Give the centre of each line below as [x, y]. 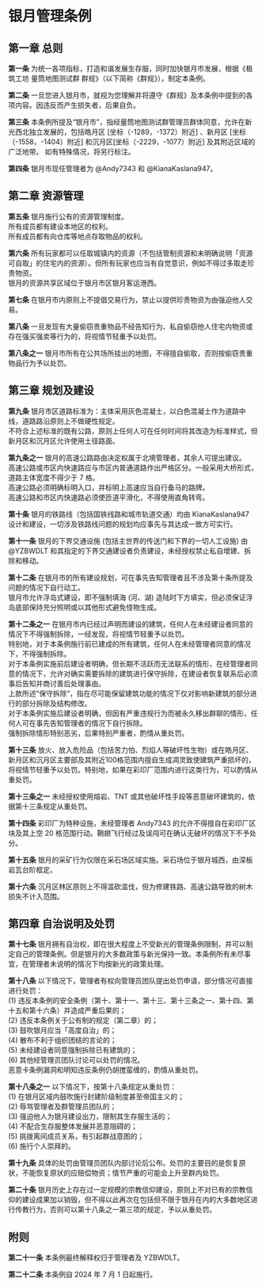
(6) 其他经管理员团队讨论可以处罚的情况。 [76, 1060]
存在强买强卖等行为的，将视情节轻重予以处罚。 [84, 336]
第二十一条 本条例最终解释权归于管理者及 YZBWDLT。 [96, 1257]
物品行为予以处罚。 [40, 363]
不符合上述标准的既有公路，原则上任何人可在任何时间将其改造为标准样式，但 [133, 431]
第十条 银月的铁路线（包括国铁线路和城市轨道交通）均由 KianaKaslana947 [129, 514]
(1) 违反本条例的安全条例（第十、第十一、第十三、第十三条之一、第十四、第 [131, 1001]
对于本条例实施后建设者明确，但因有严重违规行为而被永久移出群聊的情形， [129, 713]
